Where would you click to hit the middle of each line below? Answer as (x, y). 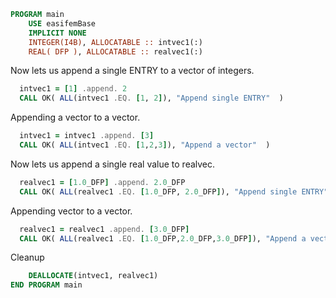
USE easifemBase (62, 23)
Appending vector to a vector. (71, 211)
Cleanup (27, 257)
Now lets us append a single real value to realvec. (113, 164)
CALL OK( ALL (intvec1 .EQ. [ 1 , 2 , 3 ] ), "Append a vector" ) (145, 145)
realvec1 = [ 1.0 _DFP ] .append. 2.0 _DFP (102, 182)
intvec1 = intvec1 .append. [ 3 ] (87, 136)
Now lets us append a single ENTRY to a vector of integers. (132, 71)
